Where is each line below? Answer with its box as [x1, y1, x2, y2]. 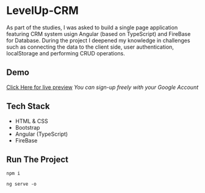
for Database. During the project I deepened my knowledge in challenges [6, 37, 190, 44]
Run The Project [6, 154, 69, 164]
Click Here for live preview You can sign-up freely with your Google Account [6, 83, 199, 91]
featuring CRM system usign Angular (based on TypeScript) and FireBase [6, 30, 191, 37]
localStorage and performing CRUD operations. [6, 49, 125, 57]
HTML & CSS [15, 117, 48, 125]
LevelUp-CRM [6, 4, 79, 18]
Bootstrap [15, 124, 40, 131]
